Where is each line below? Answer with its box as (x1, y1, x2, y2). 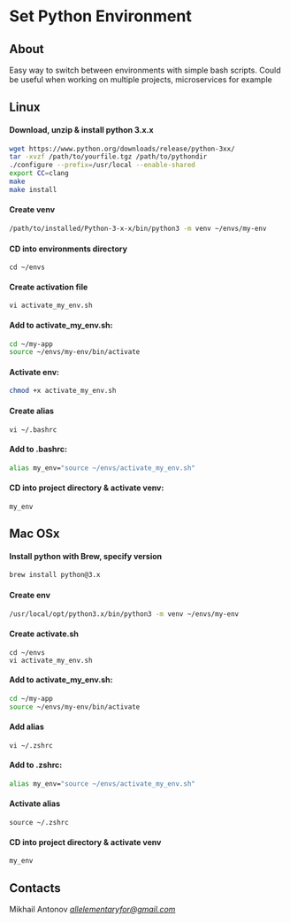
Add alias (9, 721, 44, 732)
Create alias (9, 405, 55, 416)
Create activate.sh (9, 628, 80, 639)
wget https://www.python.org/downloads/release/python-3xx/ (9, 144, 236, 153)
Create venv (9, 204, 56, 215)
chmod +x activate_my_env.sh (9, 387, 117, 396)
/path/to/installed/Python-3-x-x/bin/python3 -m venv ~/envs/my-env (9, 224, 267, 234)
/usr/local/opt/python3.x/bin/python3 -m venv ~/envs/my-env (9, 609, 240, 619)
